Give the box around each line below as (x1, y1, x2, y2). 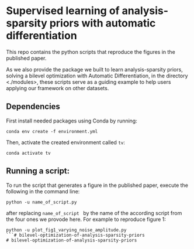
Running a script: (6, 166, 70, 176)
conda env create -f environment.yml (6, 128, 98, 134)
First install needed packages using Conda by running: (6, 117, 137, 124)
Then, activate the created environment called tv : (6, 139, 126, 146)
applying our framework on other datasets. (6, 84, 109, 91)
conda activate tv (6, 150, 51, 156)
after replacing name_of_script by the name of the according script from (6, 209, 182, 216)
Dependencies (6, 101, 60, 112)
